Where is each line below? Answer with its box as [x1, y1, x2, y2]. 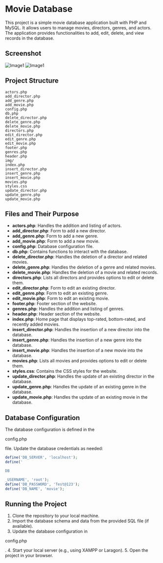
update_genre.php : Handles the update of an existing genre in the [12, 384, 147, 390]
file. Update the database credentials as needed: [5, 446, 103, 451]
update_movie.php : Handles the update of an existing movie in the [12, 394, 148, 400]
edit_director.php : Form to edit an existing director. [12, 285, 116, 291]
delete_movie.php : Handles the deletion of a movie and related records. [12, 270, 158, 275]
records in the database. [5, 35, 55, 41]
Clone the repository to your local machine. [12, 513, 99, 519]
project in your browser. [5, 553, 53, 559]
